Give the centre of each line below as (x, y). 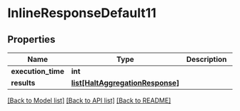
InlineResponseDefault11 (82, 13)
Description (206, 59)
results (23, 83)
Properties (31, 39)
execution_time (37, 71)
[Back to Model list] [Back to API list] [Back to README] (89, 100)
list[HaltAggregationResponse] (125, 83)
